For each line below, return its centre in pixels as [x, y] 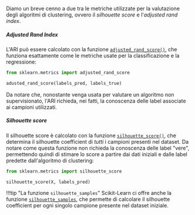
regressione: [21, 62]
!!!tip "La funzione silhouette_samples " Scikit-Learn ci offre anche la [89, 193]
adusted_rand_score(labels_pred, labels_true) [64, 83]
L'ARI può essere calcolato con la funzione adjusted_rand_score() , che [92, 49]
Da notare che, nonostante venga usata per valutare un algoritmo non [90, 94]
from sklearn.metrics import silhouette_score [64, 171]
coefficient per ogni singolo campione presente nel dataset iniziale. [87, 206]
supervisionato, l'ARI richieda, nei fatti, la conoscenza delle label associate [96, 101]
